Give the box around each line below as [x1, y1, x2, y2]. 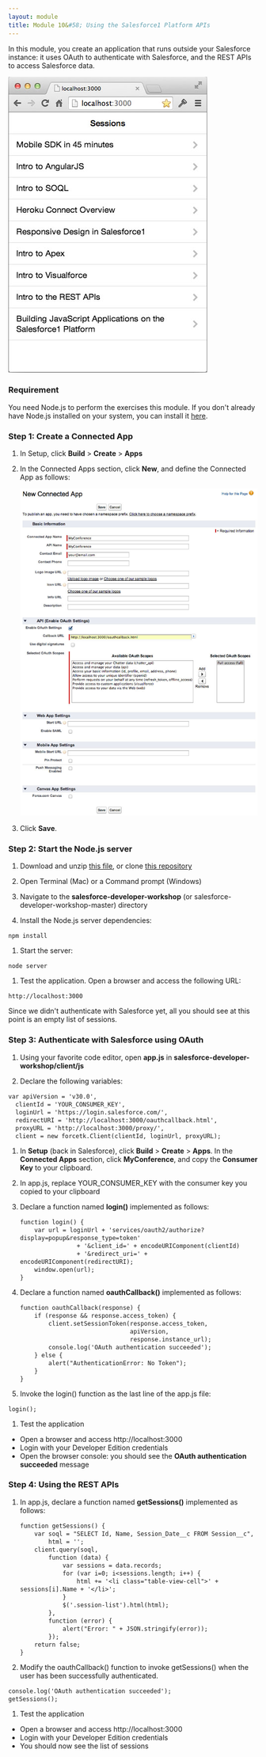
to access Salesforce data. [8, 60, 95, 70]
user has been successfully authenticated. [19, 1671, 158, 1680]
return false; [34, 1641, 81, 1649]
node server [8, 962, 47, 970]
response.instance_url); [129, 1335, 212, 1343]
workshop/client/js [19, 1061, 85, 1070]
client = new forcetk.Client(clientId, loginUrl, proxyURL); [15, 1132, 222, 1140]
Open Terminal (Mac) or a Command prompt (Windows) [19, 877, 202, 886]
